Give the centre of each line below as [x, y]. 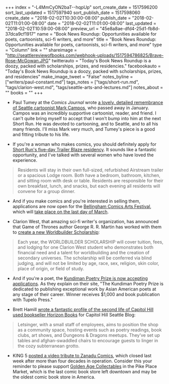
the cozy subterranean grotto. [49, 346]
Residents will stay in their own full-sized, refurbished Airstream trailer [90, 170]
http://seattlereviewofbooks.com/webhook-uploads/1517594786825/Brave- [86, 55]
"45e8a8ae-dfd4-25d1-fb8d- [130, 29]
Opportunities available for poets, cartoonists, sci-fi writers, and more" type [84, 44]
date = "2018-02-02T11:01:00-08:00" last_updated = [102, 23]
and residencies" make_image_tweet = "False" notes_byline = [69, 77]
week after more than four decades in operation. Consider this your [82, 361]
